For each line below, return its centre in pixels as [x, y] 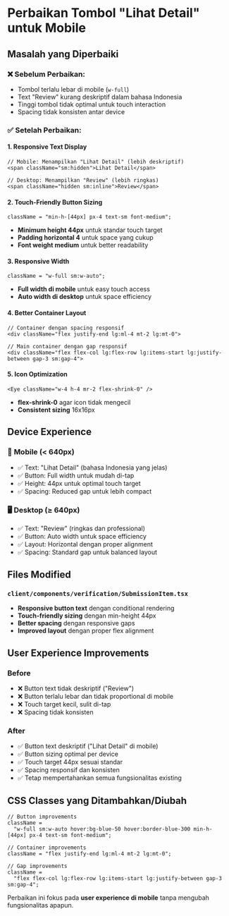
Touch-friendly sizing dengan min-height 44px [87, 616]
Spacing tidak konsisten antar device [71, 111]
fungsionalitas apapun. [41, 905]
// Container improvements [47, 848]
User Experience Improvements [78, 653]
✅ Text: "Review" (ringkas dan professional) [81, 528]
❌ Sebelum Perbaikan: [47, 74]
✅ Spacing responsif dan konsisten [68, 770]
